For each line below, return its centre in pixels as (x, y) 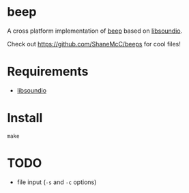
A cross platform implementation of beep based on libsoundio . (95, 31)
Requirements (48, 72)
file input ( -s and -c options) (57, 182)
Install (25, 118)
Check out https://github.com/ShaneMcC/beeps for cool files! (94, 44)
